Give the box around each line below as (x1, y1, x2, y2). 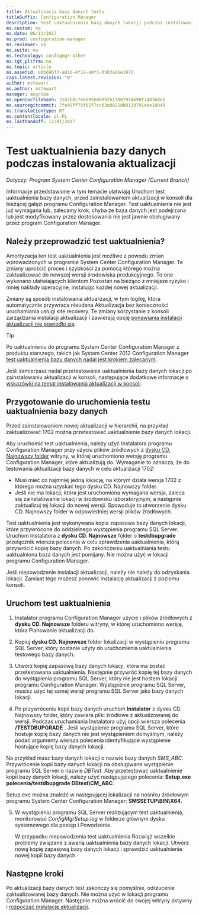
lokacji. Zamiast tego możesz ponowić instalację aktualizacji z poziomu (6, 575, 179, 582)
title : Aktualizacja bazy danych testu (6, 8, 105, 15)
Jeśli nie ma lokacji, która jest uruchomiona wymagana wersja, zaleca (14, 489, 185, 496)
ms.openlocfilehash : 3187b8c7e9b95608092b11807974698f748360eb (6, 97, 166, 102)
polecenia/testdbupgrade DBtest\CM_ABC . (6, 779, 114, 786)
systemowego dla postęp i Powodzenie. (14, 821, 113, 828)
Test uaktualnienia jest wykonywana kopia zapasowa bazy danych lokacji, (6, 519, 187, 526)
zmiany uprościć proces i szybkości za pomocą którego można (6, 265, 161, 272)
